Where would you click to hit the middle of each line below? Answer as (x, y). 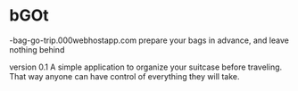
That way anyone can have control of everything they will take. (124, 76)
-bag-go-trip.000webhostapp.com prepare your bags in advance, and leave (149, 40)
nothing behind (37, 49)
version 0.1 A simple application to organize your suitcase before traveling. (146, 67)
